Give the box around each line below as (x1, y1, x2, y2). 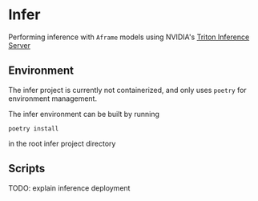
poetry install (8, 124, 59, 133)
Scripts (8, 162, 46, 175)
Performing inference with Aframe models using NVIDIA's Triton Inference (8, 32, 250, 42)
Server (8, 40, 30, 50)
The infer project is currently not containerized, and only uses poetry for (8, 85, 247, 94)
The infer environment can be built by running (8, 109, 160, 119)
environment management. (8, 94, 98, 103)
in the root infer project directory (8, 139, 116, 148)
